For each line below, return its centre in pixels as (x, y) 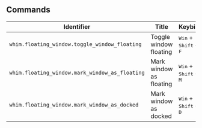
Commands (29, 10)
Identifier (77, 26)
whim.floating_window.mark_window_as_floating (77, 72)
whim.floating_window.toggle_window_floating (75, 44)
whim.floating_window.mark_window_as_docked (74, 105)
